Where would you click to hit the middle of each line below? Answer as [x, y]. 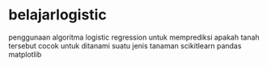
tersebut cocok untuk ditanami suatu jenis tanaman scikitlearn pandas [125, 45]
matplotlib [25, 54]
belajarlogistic [57, 15]
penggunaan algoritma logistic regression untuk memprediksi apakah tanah [134, 37]
